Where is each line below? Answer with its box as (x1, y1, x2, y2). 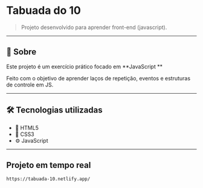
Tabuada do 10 (6, 4, 82, 18)
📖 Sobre (6, 47, 37, 57)
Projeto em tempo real (6, 160, 91, 170)
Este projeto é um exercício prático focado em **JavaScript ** (6, 63, 163, 70)
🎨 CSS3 (14, 131, 34, 138)
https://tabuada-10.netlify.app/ (6, 176, 91, 182)
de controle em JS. (6, 81, 54, 88)
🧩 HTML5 (14, 124, 39, 131)
